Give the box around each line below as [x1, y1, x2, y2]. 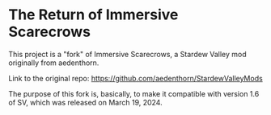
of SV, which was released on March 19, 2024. [8, 97, 163, 107]
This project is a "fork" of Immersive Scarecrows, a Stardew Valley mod [8, 49, 247, 59]
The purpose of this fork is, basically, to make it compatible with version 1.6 [8, 88, 260, 98]
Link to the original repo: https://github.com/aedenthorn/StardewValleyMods [8, 73, 263, 83]
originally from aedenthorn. [8, 58, 100, 68]
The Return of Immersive [8, 6, 179, 24]
